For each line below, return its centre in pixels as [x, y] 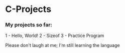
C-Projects [28, 9]
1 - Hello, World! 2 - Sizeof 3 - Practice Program [55, 35]
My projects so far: [29, 25]
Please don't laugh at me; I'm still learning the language [62, 45]
